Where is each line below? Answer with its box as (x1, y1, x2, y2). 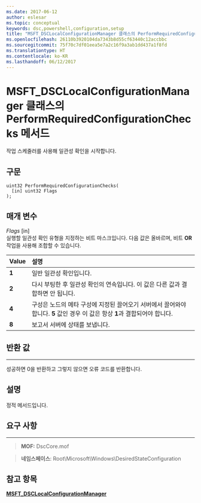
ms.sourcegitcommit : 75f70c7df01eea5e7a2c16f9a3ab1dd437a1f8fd (6, 42, 167, 48)
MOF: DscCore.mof (20, 443, 69, 450)
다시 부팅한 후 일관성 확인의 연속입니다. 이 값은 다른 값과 (32, 280, 181, 289)
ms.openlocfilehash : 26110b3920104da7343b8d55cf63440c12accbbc (6, 36, 167, 42)
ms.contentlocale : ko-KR (6, 53, 68, 59)
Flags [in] (6, 228, 30, 235)
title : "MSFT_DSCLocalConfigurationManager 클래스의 (6, 31, 136, 37)
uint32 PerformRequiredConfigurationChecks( (6, 183, 119, 189)
